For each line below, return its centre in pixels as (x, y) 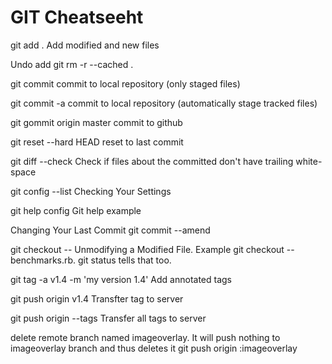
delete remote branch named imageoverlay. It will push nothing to (145, 337)
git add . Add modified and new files (85, 45)
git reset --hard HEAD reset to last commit (97, 142)
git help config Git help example (76, 210)
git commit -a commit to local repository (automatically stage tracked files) (164, 103)
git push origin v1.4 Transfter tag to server (97, 298)
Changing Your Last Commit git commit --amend (110, 230)
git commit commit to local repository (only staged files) (125, 83)
